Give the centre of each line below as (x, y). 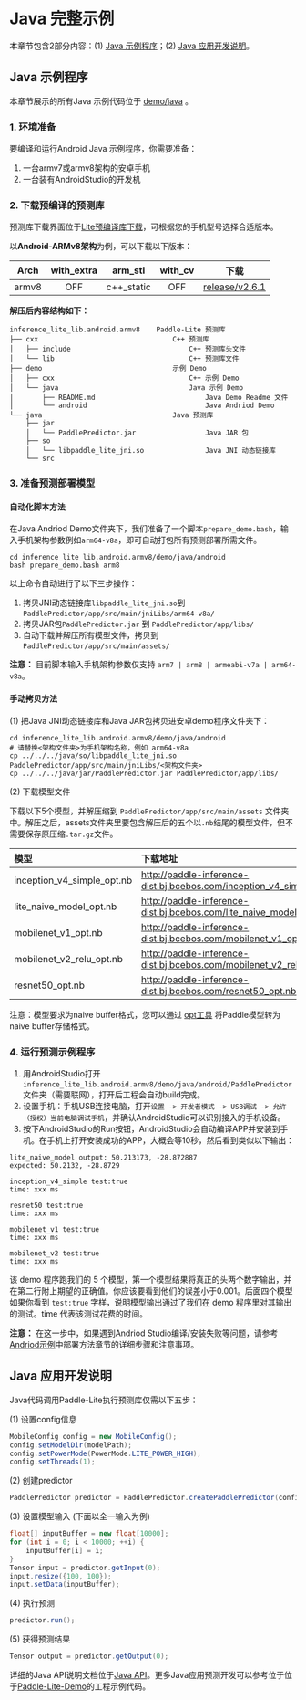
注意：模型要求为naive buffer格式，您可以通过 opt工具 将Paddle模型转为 (145, 1014)
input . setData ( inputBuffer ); (65, 1585)
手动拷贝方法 (33, 698)
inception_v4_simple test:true (69, 1181)
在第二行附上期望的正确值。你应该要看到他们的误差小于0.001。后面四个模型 (151, 1291)
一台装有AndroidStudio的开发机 (82, 180)
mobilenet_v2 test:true (55, 1253)
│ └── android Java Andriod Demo (142, 406)
